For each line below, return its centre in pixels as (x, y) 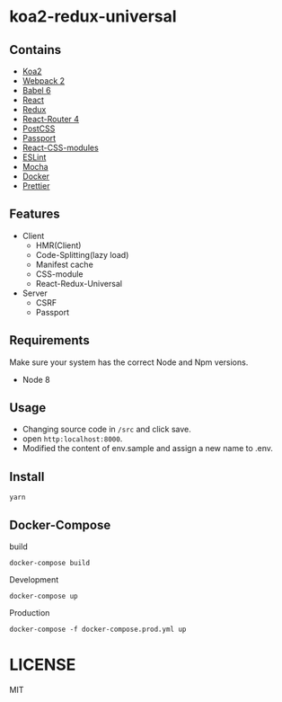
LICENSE (43, 665)
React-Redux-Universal (79, 283)
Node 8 (36, 379)
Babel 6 (36, 90)
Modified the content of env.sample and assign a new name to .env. (148, 449)
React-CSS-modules (60, 147)
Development (34, 580)
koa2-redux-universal (93, 17)
